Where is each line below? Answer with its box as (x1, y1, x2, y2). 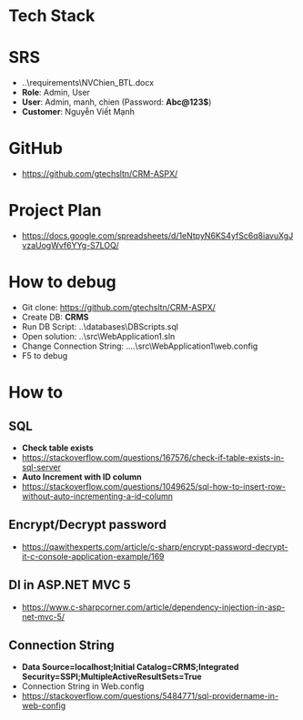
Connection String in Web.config (21, 681, 145, 692)
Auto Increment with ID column (21, 471, 142, 482)
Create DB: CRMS (21, 311, 89, 322)
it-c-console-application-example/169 (21, 551, 165, 562)
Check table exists (21, 442, 95, 453)
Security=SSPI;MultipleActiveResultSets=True (21, 671, 202, 683)
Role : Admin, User (21, 87, 90, 98)
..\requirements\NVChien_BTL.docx (21, 77, 155, 88)
